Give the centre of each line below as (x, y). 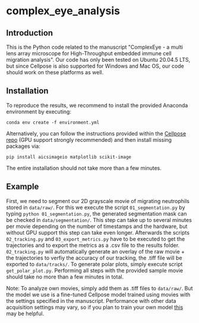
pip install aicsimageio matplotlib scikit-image (69, 157)
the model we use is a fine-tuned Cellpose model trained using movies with (98, 294)
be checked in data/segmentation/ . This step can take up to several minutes (99, 220)
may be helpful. (25, 313)
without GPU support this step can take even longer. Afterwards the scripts (98, 232)
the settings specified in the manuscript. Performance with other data (91, 300)
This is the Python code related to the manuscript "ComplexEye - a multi (94, 47)
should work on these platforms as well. (55, 72)
